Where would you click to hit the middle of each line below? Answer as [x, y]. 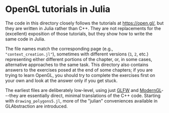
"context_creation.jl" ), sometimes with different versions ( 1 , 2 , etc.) [77, 54]
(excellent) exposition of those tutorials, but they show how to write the [79, 33]
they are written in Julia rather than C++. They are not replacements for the [83, 28]
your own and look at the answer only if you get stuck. [62, 80]
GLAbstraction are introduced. [36, 106]
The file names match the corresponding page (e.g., [59, 48]
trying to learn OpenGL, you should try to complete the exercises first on [80, 75]
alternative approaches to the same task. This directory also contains [77, 64]
